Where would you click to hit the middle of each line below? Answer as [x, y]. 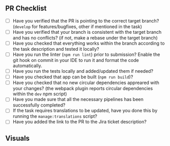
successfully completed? [39, 105]
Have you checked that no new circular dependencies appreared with [86, 83]
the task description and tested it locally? [56, 49]
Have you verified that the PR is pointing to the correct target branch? [86, 20]
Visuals [17, 138]
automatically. [27, 66]
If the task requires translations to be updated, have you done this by [85, 111]
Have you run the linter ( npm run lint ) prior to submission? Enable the [86, 54]
